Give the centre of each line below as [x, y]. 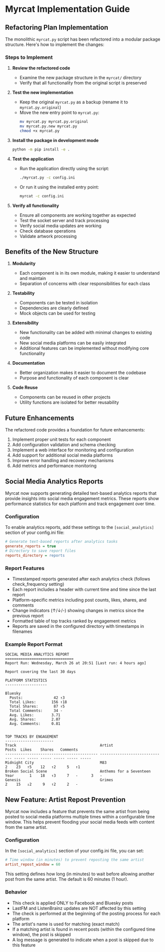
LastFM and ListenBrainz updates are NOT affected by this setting [79, 908]
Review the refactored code [41, 68]
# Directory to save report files [41, 551]
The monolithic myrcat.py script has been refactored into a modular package [83, 39]
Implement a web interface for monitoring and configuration [73, 450]
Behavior [16, 892]
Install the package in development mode [55, 140]
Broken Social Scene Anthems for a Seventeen [78, 771]
